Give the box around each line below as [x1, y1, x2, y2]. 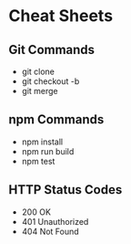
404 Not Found [21, 226, 79, 237]
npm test [21, 155, 55, 166]
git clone [21, 66, 55, 77]
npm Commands [8, 111, 105, 128]
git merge [21, 86, 58, 96]
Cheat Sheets [8, 5, 114, 27]
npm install [21, 136, 64, 147]
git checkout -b [21, 76, 80, 87]
